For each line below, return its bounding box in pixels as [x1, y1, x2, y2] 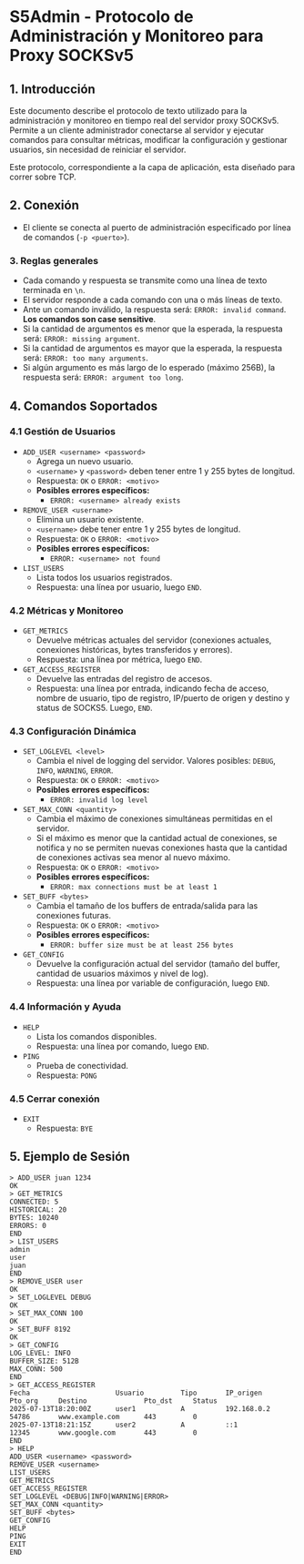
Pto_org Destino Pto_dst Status [9, 1396, 218, 1406]
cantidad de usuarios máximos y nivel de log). [35, 968, 209, 980]
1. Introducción [9, 81, 96, 96]
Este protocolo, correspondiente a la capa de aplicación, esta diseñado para [9, 162, 296, 172]
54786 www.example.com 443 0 [9, 1412, 198, 1421]
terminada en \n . [22, 285, 86, 296]
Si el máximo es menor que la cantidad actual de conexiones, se [35, 833, 278, 844]
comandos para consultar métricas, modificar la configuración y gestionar [9, 135, 289, 145]
